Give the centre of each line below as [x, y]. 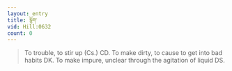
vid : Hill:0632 [29, 26]
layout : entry [28, 14]
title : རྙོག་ [22, 20]
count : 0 [20, 33]
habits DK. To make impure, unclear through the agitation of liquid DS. [124, 61]
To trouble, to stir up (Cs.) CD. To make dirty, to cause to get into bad [123, 53]
